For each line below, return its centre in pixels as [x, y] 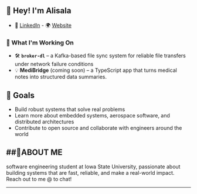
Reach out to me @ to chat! [39, 179]
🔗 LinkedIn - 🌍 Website [43, 25]
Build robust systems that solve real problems [70, 109]
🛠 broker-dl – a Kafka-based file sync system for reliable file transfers [100, 56]
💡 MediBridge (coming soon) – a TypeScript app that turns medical [96, 70]
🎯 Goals [21, 95]
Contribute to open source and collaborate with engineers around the [98, 128]
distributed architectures [44, 122]
